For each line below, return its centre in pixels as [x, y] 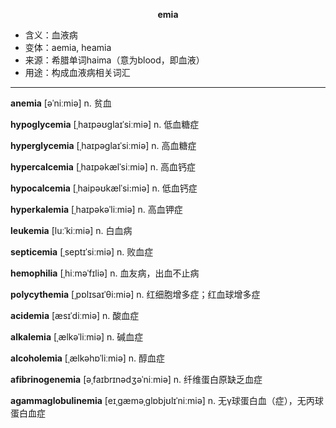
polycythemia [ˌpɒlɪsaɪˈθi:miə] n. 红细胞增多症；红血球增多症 [135, 294]
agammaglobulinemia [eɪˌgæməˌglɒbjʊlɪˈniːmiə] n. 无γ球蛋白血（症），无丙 [162, 400]
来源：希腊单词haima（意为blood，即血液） [114, 60]
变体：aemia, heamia [68, 47]
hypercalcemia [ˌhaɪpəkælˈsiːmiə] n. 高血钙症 [103, 167]
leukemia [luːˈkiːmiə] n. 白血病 [71, 230]
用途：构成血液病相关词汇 [77, 72]
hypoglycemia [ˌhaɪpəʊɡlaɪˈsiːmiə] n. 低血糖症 [105, 124]
